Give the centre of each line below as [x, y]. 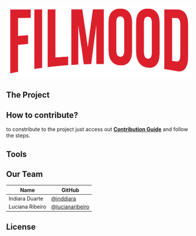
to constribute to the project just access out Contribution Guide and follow [97, 129]
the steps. [18, 136]
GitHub [71, 190]
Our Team [24, 174]
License [21, 227]
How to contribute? [42, 115]
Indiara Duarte [26, 199]
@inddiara [64, 199]
